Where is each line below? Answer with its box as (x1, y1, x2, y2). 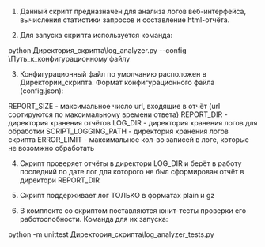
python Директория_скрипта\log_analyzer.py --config (8, 46, 187, 54)
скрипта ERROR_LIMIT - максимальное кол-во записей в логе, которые (8, 135, 249, 144)
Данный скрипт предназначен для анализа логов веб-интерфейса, (19, 7, 247, 16)
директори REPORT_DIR (19, 175, 100, 185)
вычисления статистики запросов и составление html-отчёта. (19, 15, 230, 24)
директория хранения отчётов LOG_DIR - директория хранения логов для (8, 118, 258, 127)
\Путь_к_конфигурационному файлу (8, 54, 131, 63)
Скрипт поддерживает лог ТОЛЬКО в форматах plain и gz (19, 191, 215, 200)
